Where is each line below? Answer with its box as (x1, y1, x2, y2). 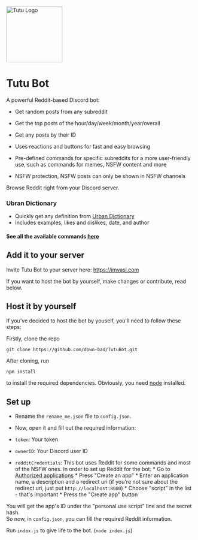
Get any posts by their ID (14, 131, 77, 138)
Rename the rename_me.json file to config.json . (14, 413, 132, 420)
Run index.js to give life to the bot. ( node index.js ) (6, 527, 133, 534)
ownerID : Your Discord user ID (14, 448, 88, 455)
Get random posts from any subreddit (14, 108, 108, 115)
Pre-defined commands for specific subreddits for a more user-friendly (14, 154, 191, 161)
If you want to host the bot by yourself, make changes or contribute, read (6, 277, 187, 285)
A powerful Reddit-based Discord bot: (6, 96, 100, 104)
